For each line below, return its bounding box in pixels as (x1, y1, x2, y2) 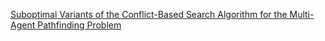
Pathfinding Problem (37, 19, 122, 31)
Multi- (289, 9, 315, 20)
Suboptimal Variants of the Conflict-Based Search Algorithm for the (10, 9, 288, 20)
